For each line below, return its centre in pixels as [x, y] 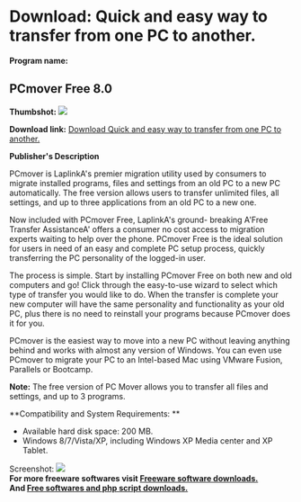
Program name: [39, 60]
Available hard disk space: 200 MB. [88, 431]
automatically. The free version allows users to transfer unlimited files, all [144, 193]
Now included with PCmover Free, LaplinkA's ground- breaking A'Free [139, 220]
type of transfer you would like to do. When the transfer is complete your [144, 294]
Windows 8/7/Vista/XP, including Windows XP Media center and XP [147, 440]
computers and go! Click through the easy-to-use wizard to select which [144, 284]
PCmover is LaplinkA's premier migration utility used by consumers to [138, 174]
